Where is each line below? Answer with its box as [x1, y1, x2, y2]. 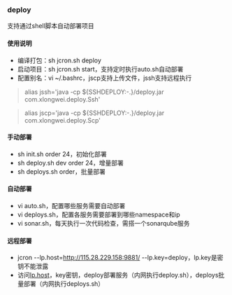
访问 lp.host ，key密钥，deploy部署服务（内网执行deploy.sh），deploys [17, 271, 219, 280]
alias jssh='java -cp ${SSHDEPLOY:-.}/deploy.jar [24, 88, 164, 96]
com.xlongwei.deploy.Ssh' [24, 95, 101, 103]
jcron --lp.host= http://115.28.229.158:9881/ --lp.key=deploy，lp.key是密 [17, 254, 224, 262]
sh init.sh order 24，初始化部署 [17, 149, 107, 158]
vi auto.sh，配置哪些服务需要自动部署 [17, 201, 126, 210]
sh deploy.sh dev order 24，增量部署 [17, 158, 124, 167]
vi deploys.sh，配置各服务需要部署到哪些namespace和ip [17, 210, 180, 219]
